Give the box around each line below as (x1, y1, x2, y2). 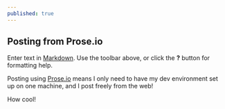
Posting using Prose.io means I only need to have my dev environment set (7, 75, 218, 83)
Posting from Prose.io (7, 36, 103, 48)
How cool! (7, 95, 37, 103)
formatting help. (7, 61, 53, 70)
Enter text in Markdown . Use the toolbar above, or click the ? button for (7, 54, 210, 62)
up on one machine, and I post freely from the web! (7, 82, 154, 90)
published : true (7, 10, 54, 17)
